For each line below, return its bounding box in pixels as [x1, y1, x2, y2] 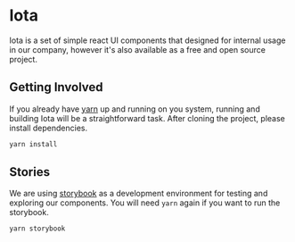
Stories [9, 164, 51, 179]
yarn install [9, 139, 58, 148]
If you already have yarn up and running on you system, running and [9, 104, 260, 114]
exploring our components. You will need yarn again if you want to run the [9, 197, 281, 208]
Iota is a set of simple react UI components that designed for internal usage [9, 35, 286, 46]
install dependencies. [9, 122, 87, 133]
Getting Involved [9, 79, 103, 95]
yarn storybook [9, 224, 66, 233]
